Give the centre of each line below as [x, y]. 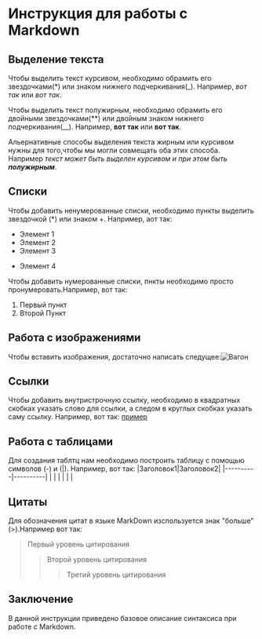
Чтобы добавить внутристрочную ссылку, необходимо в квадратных [124, 400]
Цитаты [28, 502]
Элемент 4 [38, 266]
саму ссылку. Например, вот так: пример [78, 417]
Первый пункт [43, 305]
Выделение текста [56, 59]
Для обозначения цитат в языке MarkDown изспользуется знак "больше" [131, 521]
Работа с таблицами [61, 442]
